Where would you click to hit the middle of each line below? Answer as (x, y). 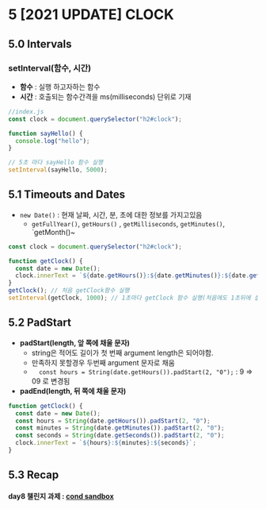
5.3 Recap (34, 475)
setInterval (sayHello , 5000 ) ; (58, 170)
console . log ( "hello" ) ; (53, 141)
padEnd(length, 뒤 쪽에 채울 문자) (73, 391)
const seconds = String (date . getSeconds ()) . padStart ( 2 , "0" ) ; (120, 436)
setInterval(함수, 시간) (50, 67)
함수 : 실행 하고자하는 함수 (60, 87)
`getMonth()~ (53, 232)
